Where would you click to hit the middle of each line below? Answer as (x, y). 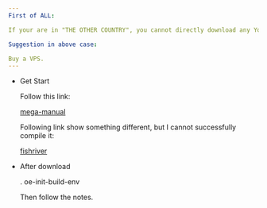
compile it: (37, 136)
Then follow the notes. (56, 197)
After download (45, 167)
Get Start (35, 81)
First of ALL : (32, 15)
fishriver (33, 151)
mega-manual (43, 112)
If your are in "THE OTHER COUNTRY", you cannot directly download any (129, 30)
